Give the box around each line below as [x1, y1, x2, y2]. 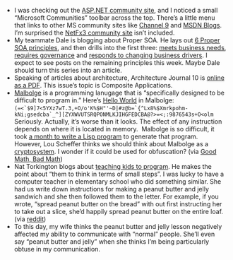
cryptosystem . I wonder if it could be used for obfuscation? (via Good [13, 148, 217, 155]
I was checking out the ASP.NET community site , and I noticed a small [13, 6, 218, 14]
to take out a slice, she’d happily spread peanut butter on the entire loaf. [13, 208, 224, 215]
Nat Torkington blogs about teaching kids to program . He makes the [13, 162, 212, 170]
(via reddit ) [13, 215, 47, 223]
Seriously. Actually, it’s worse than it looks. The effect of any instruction [13, 117, 222, 126]
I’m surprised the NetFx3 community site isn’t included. [13, 28, 175, 37]
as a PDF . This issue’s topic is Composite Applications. [13, 81, 173, 89]
